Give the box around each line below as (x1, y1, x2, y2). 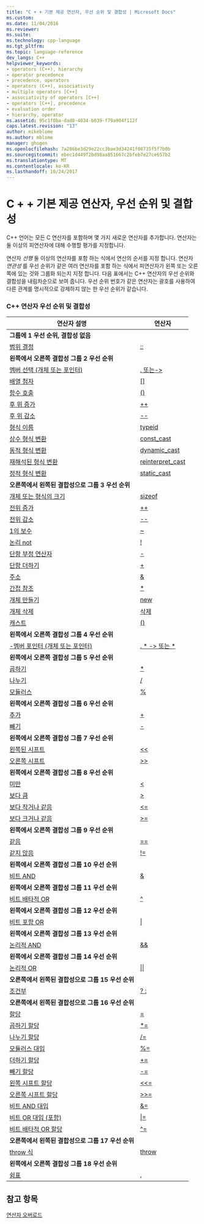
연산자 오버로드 (6, 1211, 43, 1218)
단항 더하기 (9, 561, 40, 570)
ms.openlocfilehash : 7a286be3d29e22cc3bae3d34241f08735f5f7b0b (6, 145, 171, 152)
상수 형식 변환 (9, 435, 47, 444)
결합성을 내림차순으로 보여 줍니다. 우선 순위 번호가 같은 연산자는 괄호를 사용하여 (6, 277, 195, 285)
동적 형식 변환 (9, 446, 47, 455)
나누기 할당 (9, 1033, 40, 1042)
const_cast (140, 434, 172, 443)
